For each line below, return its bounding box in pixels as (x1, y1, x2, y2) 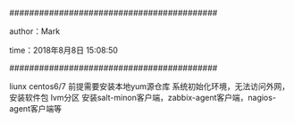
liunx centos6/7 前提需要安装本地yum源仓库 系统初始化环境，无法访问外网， (9, 81, 290, 92)
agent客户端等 (9, 103, 63, 114)
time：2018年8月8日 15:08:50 (9, 45, 119, 55)
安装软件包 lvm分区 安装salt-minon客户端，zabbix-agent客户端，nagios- (9, 93, 277, 102)
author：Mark (9, 26, 61, 37)
